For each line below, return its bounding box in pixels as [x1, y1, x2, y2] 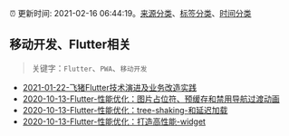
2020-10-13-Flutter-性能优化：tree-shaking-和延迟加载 [22, 104, 228, 115]
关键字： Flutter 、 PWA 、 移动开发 [31, 63, 148, 73]
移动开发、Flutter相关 [9, 37, 131, 53]
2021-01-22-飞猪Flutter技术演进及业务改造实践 [22, 82, 197, 92]
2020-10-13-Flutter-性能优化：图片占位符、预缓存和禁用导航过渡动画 [22, 93, 280, 104]
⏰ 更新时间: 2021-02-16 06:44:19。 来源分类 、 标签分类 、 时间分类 [9, 8, 252, 18]
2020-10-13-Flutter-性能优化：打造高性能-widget [22, 116, 207, 127]
